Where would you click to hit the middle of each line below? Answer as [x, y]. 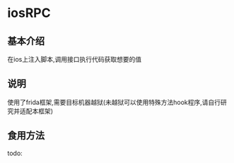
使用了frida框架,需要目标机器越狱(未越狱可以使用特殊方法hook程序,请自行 [114, 102]
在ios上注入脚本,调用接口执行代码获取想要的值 [75, 59]
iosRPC [29, 13]
